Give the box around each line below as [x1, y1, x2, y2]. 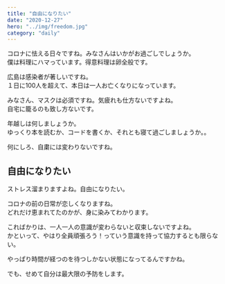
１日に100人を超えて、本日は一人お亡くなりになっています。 [7, 81, 180, 90]
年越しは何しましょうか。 [7, 119, 80, 128]
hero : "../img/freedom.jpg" [7, 23, 89, 30]
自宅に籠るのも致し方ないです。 [7, 105, 98, 113]
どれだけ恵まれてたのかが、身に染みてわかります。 [7, 208, 152, 217]
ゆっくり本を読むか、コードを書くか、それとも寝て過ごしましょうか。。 [7, 128, 210, 136]
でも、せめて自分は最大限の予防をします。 [7, 269, 128, 278]
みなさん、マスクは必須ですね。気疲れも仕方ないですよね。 [7, 96, 177, 105]
